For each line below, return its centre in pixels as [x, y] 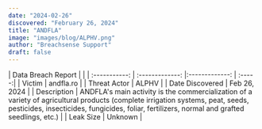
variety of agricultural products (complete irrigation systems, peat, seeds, [129, 100]
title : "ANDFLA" [35, 30]
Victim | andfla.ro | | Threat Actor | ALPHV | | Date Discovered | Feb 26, [138, 83]
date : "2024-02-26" [40, 15]
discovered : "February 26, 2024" [64, 23]
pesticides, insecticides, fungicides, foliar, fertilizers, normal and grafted [126, 108]
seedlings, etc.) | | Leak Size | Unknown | [75, 117]
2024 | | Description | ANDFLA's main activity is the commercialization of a [130, 91]
